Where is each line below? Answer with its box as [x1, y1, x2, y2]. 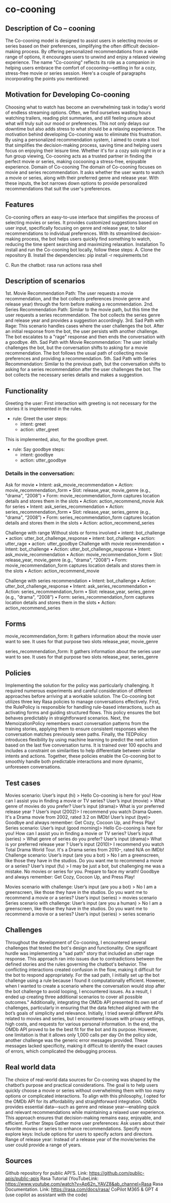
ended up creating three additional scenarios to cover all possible [5, 994, 142, 1000]
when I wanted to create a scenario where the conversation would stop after [5, 982, 165, 989]
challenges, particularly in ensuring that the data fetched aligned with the [5, 1004, 159, 1011]
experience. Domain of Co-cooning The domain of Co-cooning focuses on [5, 164, 162, 170]
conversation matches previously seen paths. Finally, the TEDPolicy [5, 731, 147, 737]
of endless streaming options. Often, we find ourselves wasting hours [5, 109, 151, 116]
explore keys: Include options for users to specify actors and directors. [5, 1131, 154, 1137]
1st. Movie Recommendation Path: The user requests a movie [5, 290, 134, 296]
